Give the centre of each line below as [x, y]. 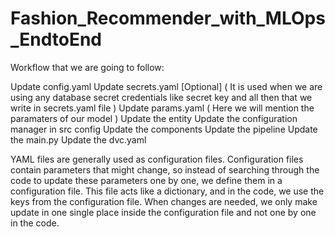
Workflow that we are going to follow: [87, 67]
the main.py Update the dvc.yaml [78, 139]
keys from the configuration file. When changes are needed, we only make [164, 201]
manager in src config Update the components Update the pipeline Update [164, 129]
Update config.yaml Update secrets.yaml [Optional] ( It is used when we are [166, 86]
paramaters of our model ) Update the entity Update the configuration [154, 118]
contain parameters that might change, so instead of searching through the [165, 169]
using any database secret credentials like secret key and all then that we [161, 97]
